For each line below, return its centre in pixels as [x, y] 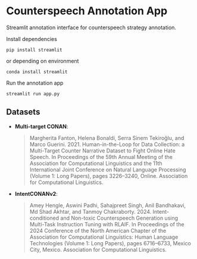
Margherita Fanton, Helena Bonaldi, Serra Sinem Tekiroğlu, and [107, 138]
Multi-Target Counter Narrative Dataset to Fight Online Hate [102, 151]
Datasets [23, 112]
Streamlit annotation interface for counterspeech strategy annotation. [91, 27]
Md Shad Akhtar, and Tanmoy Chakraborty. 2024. [90, 211]
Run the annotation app [35, 83]
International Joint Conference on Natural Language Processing [108, 169]
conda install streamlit [37, 72]
